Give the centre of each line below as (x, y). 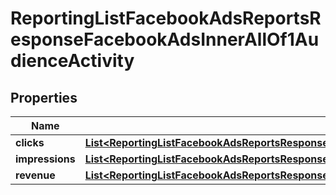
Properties (44, 97)
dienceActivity (72, 61)
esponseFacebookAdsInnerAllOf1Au (165, 39)
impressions (45, 159)
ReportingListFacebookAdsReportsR (166, 18)
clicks (30, 142)
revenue (35, 175)
